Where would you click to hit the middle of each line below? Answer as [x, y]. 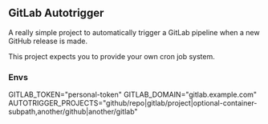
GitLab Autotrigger [56, 13]
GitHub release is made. [48, 41]
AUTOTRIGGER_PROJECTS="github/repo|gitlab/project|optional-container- [133, 103]
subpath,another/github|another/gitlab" [73, 112]
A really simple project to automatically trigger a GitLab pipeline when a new [134, 32]
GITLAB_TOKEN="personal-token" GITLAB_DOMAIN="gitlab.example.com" [133, 94]
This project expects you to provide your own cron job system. [112, 56]
